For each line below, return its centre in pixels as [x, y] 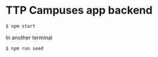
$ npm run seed [25, 48]
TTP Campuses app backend [79, 10]
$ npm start [20, 26]
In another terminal [29, 37]
